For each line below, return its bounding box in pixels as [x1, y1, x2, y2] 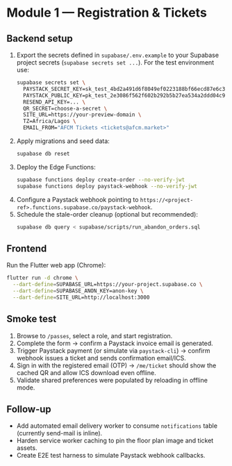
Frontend [6, 242, 47, 254]
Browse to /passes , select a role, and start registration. [16, 331, 173, 340]
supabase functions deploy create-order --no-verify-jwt [16, 176, 185, 183]
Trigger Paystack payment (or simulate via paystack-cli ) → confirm [16, 346, 210, 355]
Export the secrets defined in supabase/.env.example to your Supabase [16, 51, 219, 59]
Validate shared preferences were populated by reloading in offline [16, 376, 208, 384]
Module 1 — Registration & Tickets [6, 5, 208, 21]
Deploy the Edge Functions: [16, 163, 96, 171]
